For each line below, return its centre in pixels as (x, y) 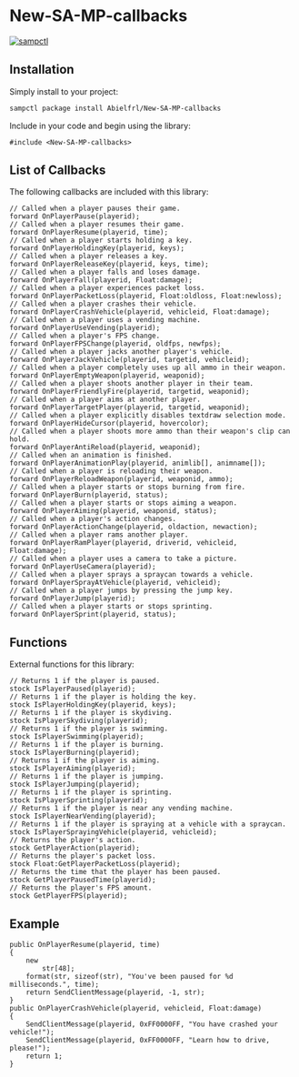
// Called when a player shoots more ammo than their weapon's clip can (150, 432)
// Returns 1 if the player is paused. (85, 681)
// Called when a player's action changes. (93, 519)
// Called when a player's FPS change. (85, 336)
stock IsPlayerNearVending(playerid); (83, 816)
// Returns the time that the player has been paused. (115, 872)
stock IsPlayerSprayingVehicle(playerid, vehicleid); (114, 832)
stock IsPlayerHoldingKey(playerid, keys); (93, 705)
